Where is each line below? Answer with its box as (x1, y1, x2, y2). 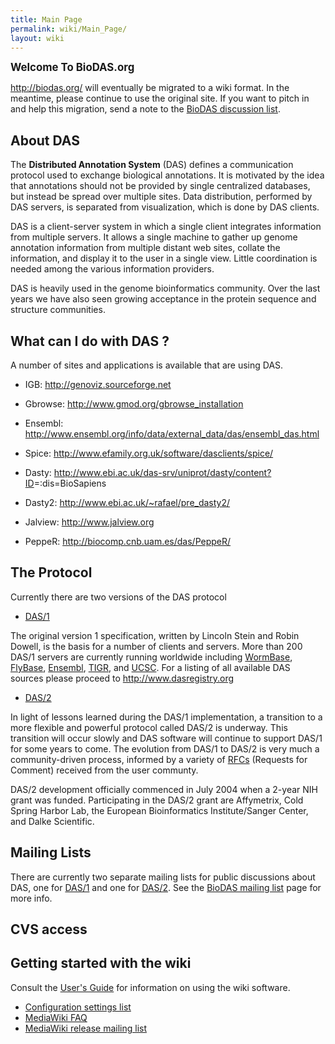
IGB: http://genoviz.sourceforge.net (24, 379, 172, 390)
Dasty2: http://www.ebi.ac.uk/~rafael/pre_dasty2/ (24, 497, 231, 508)
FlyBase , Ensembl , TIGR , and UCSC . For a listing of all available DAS (10, 661, 291, 673)
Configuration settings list (24, 1001, 132, 1013)
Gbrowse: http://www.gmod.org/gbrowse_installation (24, 398, 244, 410)
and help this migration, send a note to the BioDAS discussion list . (10, 103, 281, 115)
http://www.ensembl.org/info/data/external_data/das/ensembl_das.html (24, 428, 320, 440)
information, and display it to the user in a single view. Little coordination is (10, 252, 318, 265)
